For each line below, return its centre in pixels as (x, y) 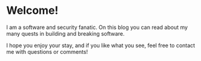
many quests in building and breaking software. (66, 33)
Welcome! (32, 11)
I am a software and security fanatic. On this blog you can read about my (97, 27)
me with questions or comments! (47, 51)
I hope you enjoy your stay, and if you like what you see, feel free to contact (101, 45)
